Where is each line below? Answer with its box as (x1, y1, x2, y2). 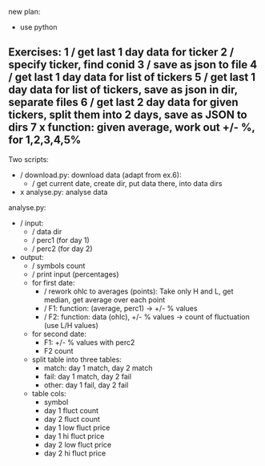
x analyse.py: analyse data (19, 187, 108, 197)
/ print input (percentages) (31, 269, 119, 279)
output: (19, 252, 44, 261)
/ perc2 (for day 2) (31, 244, 93, 253)
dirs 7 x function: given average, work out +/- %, (8, 120, 255, 135)
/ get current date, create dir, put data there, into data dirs (31, 178, 223, 188)
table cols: (31, 388, 66, 398)
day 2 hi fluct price (43, 448, 106, 458)
